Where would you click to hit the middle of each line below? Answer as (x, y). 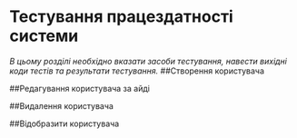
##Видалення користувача (61, 105)
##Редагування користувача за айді (79, 88)
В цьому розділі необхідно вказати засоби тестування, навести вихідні (148, 61)
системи (44, 36)
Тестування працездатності (121, 17)
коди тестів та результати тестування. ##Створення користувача (137, 71)
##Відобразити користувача (64, 123)
